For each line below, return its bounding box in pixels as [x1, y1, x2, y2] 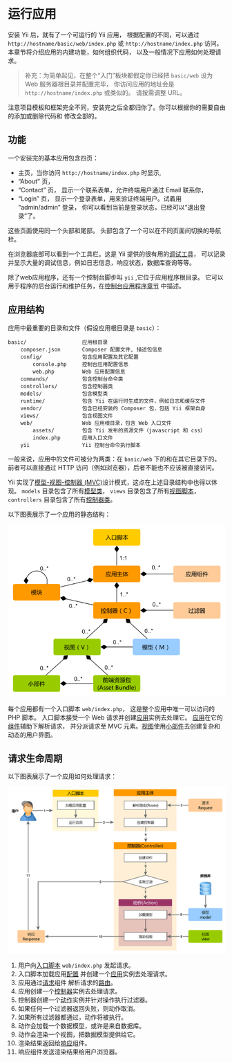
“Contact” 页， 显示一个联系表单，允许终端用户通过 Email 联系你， [17, 185, 208, 194]
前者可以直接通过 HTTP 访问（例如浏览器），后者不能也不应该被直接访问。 [8, 463, 218, 471]
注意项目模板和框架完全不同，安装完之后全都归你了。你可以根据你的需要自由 [8, 103, 226, 111]
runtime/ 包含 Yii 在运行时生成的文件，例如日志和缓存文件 [20, 397, 206, 405]
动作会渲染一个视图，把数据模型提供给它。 [17, 1030, 139, 1038]
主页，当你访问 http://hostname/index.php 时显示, [17, 168, 162, 176]
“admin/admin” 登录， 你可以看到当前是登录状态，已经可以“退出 [17, 203, 200, 211]
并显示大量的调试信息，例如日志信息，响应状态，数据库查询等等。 [8, 258, 195, 266]
